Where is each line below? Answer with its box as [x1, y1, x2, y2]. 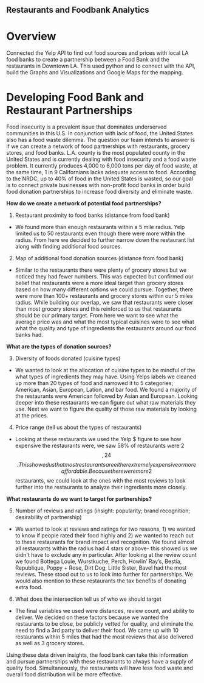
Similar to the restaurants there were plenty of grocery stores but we [15, 266, 187, 274]
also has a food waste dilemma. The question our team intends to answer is [6, 136, 195, 144]
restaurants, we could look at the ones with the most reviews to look [15, 477, 186, 484]
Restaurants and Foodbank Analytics [6, 5, 150, 15]
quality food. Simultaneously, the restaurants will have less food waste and [6, 664, 193, 672]
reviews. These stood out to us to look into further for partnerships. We [15, 571, 193, 578]
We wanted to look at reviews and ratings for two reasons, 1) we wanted [15, 525, 195, 533]
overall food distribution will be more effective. [6, 671, 123, 678]
